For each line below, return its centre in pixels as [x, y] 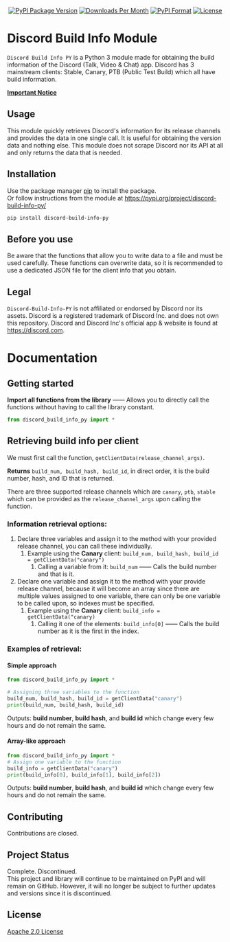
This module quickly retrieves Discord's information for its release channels [114, 130]
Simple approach [32, 665]
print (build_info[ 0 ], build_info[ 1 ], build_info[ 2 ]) [84, 775]
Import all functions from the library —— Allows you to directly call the [108, 400]
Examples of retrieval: [45, 649]
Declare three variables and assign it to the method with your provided [117, 539]
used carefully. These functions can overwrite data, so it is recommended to [115, 263]
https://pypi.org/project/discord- [171, 198]
